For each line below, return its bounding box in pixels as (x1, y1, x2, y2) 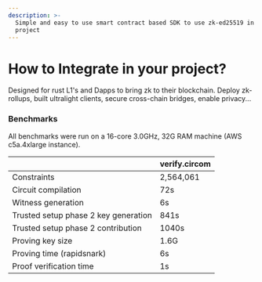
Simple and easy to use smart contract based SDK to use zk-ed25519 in (15, 19, 255, 27)
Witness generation (12, 197, 84, 208)
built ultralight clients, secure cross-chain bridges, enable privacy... (34, 94, 252, 103)
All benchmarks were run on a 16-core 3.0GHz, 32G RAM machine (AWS (8, 131, 242, 141)
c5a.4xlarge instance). (8, 139, 81, 149)
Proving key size (12, 235, 73, 246)
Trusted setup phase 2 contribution (12, 222, 143, 233)
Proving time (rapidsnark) (12, 248, 107, 258)
